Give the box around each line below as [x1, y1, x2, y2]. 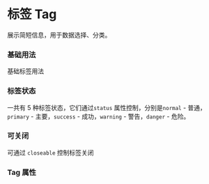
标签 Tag [7, 6, 57, 22]
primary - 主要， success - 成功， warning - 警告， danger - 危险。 [7, 112, 190, 121]
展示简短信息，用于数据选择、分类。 [7, 31, 111, 39]
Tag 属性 [7, 167, 37, 177]
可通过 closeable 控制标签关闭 [7, 148, 94, 157]
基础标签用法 [7, 67, 44, 75]
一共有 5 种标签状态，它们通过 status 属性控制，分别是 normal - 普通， [7, 103, 207, 112]
